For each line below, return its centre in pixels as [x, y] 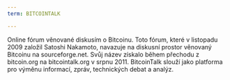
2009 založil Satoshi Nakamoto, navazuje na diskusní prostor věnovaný [110, 47]
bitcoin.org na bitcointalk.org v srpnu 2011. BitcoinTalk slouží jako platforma [115, 62]
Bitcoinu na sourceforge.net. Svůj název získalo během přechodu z [103, 54]
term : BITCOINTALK [34, 14]
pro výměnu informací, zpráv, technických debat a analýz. [91, 69]
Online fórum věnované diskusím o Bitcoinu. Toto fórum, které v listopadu [113, 40]
